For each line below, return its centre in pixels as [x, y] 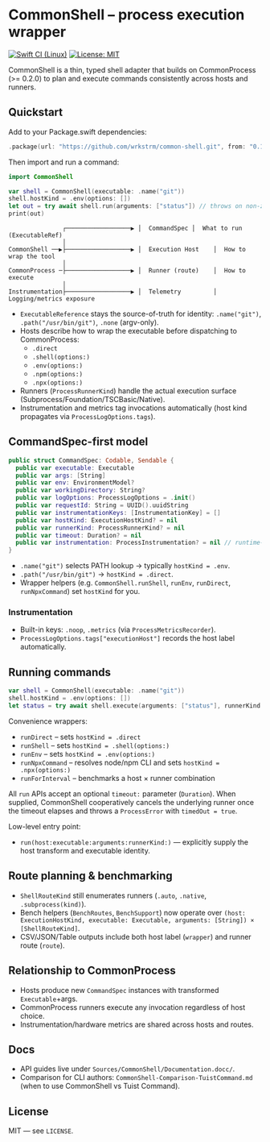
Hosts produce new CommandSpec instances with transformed [119, 990]
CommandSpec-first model [78, 442]
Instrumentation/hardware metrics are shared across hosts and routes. [137, 1024]
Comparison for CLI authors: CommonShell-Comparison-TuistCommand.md [136, 1078]
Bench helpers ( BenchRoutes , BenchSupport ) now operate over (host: [133, 912]
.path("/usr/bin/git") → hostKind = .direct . [97, 575]
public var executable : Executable [75, 468]
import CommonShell [41, 176]
